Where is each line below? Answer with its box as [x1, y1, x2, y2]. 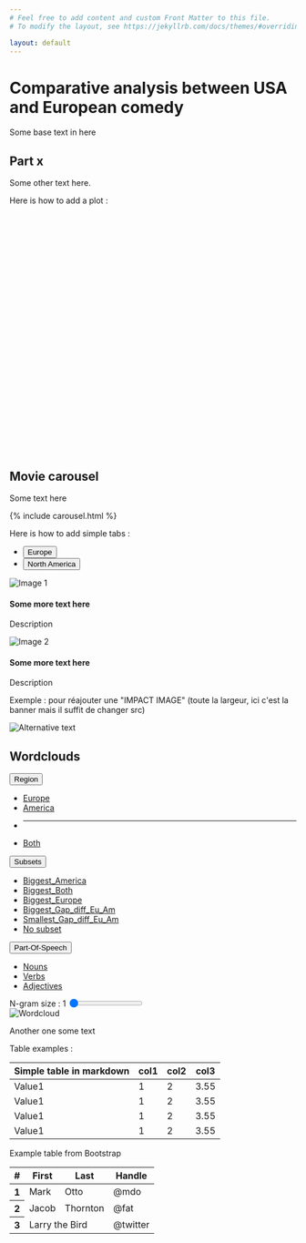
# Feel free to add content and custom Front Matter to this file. [9, 13, 271, 23]
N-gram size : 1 [9, 998, 66, 1009]
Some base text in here [9, 127, 97, 138]
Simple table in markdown [14, 1065, 130, 1077]
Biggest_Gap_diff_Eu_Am [22, 904, 116, 915]
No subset [22, 923, 62, 934]
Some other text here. [9, 178, 91, 188]
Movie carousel [9, 468, 99, 484]
